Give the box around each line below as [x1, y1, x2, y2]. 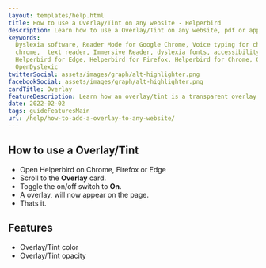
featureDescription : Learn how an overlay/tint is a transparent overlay [8, 92, 257, 100]
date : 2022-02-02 [8, 100, 66, 108]
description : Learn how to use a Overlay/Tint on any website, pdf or [8, 26, 246, 34]
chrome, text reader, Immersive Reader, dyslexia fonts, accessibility [15, 48, 260, 56]
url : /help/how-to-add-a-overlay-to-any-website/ [8, 115, 176, 123]
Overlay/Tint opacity [19, 251, 87, 260]
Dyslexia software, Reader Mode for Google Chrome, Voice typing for [15, 41, 249, 49]
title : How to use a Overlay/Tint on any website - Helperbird [8, 19, 222, 27]
